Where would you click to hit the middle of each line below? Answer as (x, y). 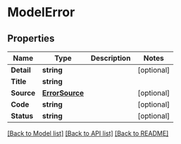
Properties (31, 38)
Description (111, 58)
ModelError (41, 12)
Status (22, 116)
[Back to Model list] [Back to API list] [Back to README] (88, 133)
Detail (21, 70)
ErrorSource (63, 93)
